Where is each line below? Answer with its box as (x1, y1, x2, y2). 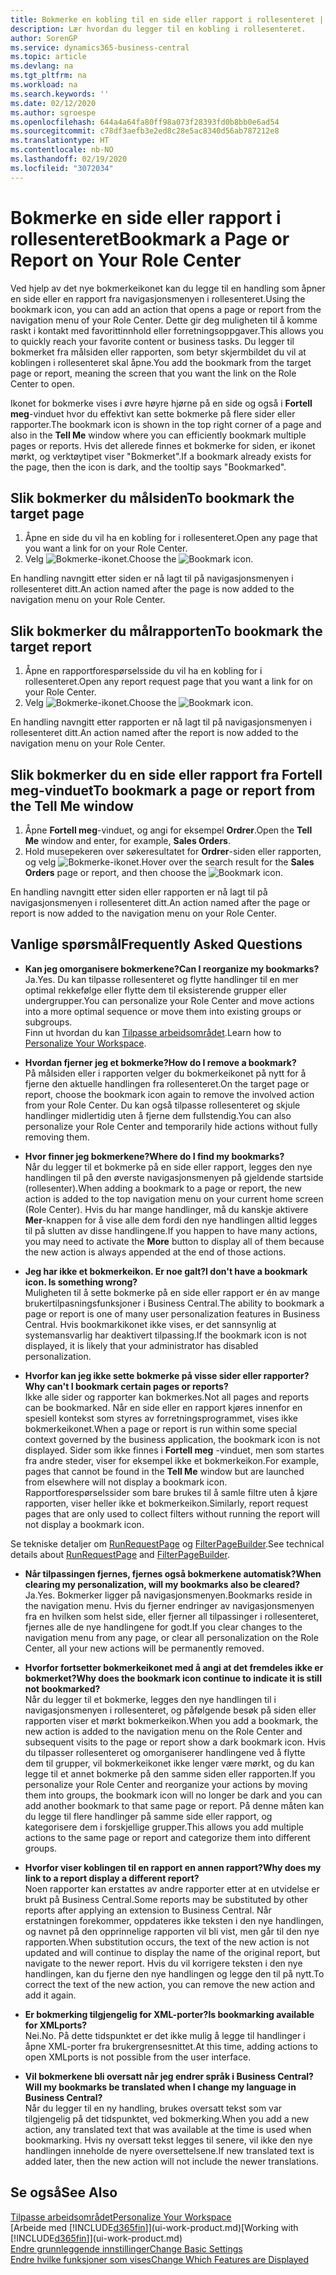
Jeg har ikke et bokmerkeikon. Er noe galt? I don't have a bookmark (24, 1265, 308, 1277)
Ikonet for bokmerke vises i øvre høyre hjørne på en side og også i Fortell (10, 397, 313, 409)
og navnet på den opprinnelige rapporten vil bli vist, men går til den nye (24, 1925, 320, 1937)
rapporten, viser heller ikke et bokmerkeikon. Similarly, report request (24, 1497, 309, 1509)
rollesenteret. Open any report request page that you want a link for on (24, 676, 313, 688)
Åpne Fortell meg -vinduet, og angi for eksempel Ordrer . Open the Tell (24, 824, 313, 836)
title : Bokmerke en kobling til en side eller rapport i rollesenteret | (10, 14, 325, 25)
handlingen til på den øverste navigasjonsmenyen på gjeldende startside (24, 1171, 324, 1183)
